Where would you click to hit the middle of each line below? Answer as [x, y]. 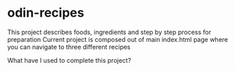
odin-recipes [46, 13]
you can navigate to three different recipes [69, 47]
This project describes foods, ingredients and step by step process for [109, 32]
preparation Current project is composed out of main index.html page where [118, 39]
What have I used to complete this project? [69, 60]
